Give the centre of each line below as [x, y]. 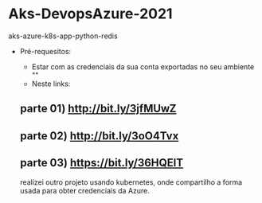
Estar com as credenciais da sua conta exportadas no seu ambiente [143, 66]
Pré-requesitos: [45, 51]
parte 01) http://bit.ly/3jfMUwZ [98, 109]
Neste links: [51, 84]
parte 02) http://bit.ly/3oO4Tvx [99, 136]
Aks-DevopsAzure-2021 [90, 14]
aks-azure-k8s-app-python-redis [63, 36]
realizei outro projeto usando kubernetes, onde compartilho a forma [131, 182]
